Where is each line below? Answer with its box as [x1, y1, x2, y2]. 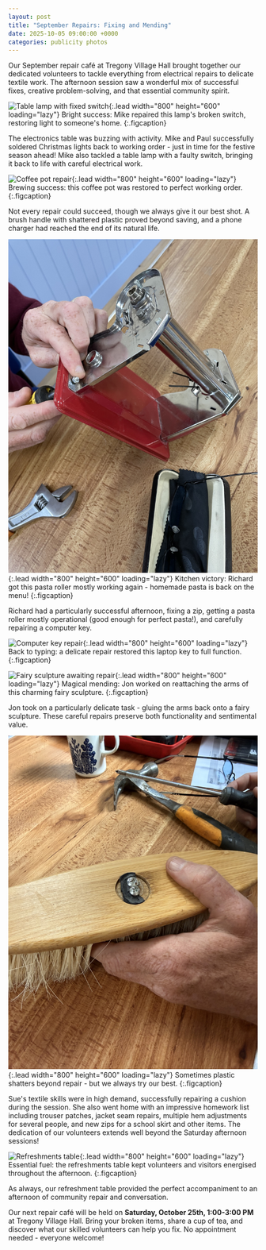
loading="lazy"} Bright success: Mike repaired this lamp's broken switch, [8, 110, 246, 119]
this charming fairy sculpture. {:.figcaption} [8, 688, 149, 697]
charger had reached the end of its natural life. [8, 223, 160, 233]
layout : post [8, 13, 51, 21]
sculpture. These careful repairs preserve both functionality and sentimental [8, 712, 257, 721]
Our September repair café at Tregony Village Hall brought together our [8, 60, 241, 71]
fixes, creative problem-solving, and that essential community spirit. [8, 86, 230, 95]
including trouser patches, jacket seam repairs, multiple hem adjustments [8, 1111, 248, 1121]
